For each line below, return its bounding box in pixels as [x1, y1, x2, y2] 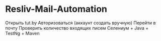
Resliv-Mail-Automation [5, 3, 107, 15]
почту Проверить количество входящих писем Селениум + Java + [5, 25, 149, 31]
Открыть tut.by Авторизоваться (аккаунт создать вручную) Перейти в [5, 20, 156, 26]
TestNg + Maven [5, 30, 40, 36]
